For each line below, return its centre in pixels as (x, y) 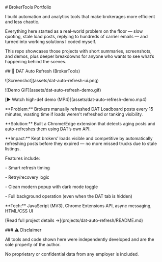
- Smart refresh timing (27, 168)
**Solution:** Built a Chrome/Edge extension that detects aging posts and (80, 124)
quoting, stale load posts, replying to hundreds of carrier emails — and (77, 36)
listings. (13, 149)
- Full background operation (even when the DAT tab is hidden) (69, 196)
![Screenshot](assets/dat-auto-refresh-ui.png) (52, 81)
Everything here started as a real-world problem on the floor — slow (74, 31)
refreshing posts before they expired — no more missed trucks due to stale (81, 143)
